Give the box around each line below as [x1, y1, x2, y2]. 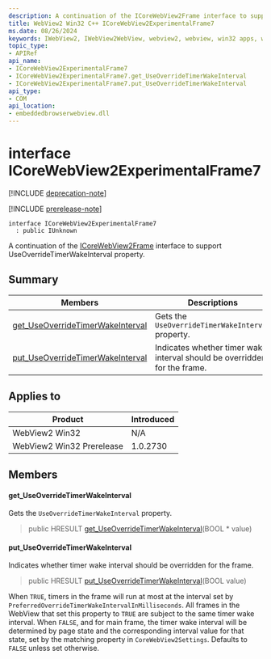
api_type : [8, 87, 42, 95]
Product [52, 413, 84, 425]
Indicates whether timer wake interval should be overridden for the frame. [8, 560, 254, 570]
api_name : [8, 57, 42, 65]
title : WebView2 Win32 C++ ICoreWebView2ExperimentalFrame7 [8, 19, 215, 27]
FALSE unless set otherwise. [8, 644, 99, 653]
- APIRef [8, 49, 38, 57]
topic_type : [8, 42, 48, 50]
